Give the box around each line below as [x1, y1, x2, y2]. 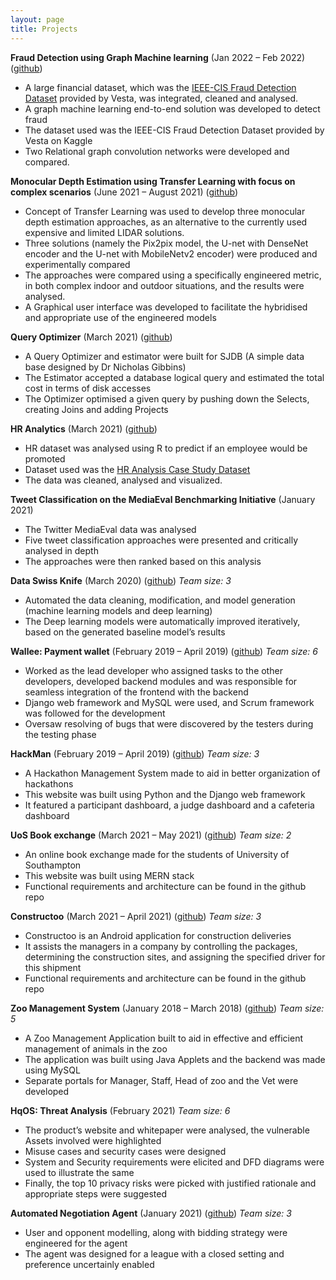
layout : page [10, 14, 65, 25]
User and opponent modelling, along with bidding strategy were [24, 1226, 288, 1238]
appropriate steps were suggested [24, 1187, 167, 1200]
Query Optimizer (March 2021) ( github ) [10, 331, 173, 343]
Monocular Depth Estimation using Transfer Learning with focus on [10, 175, 296, 187]
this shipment [24, 961, 82, 973]
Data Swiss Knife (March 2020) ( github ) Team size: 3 [10, 574, 232, 586]
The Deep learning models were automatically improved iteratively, [24, 615, 301, 627]
